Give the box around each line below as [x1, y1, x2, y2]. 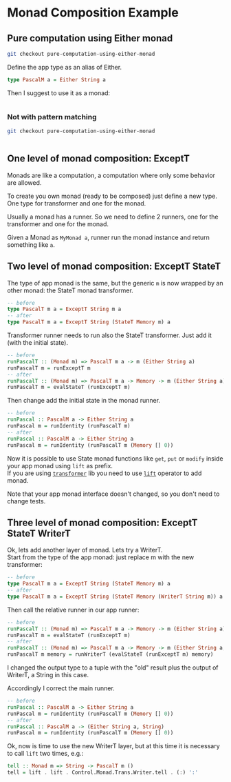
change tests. [7, 497, 46, 505]
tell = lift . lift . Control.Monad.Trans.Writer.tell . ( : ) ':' [7, 769, 198, 776]
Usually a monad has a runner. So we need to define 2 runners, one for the [7, 212, 219, 221]
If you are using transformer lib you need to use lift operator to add [7, 469, 202, 477]
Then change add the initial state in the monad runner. [7, 397, 160, 405]
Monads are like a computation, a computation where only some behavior [7, 171, 215, 179]
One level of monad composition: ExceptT [7, 153, 190, 165]
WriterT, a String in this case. [7, 671, 89, 679]
